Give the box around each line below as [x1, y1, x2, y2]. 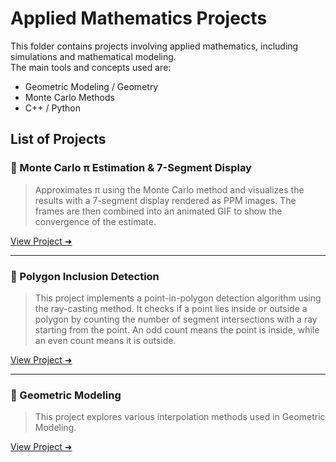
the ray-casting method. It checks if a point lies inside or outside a [34, 302, 308, 314]
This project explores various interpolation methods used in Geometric [34, 411, 326, 423]
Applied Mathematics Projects [10, 7, 268, 30]
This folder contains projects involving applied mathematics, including [10, 40, 299, 52]
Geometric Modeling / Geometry [24, 80, 159, 92]
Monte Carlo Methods [24, 91, 115, 103]
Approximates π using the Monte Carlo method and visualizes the [34, 183, 305, 196]
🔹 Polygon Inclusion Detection [10, 269, 160, 283]
